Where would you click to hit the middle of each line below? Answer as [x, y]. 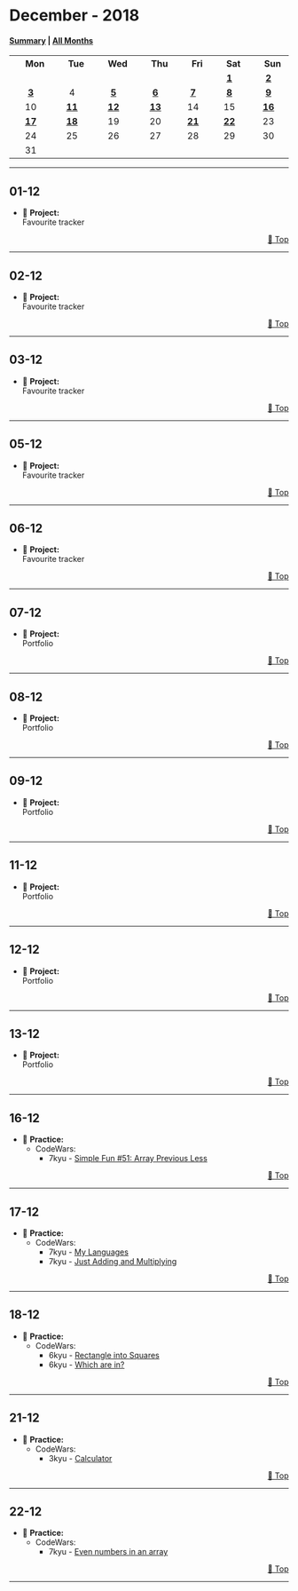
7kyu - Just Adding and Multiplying [113, 1261]
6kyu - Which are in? [86, 1365]
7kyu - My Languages [88, 1252]
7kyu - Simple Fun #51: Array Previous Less [128, 1159]
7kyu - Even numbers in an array [108, 1552]
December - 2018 [74, 16]
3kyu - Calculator [80, 1458]
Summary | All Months [51, 40]
